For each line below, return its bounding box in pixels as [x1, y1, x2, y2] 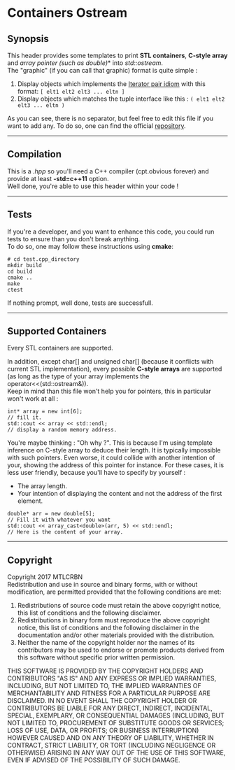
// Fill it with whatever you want [7, 516, 111, 524]
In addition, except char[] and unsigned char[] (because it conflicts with [7, 357, 214, 366]
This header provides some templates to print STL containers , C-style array [7, 51, 228, 59]
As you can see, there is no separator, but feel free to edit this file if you [7, 114, 214, 122]
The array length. [17, 482, 68, 490]
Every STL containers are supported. [7, 344, 113, 352]
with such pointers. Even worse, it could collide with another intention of [7, 453, 215, 462]
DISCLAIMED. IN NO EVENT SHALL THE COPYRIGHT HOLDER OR [7, 697, 197, 705]
